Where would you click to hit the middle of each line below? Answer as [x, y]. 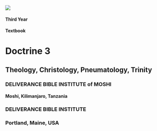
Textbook [15, 31]
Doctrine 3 [28, 51]
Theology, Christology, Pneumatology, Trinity [79, 70]
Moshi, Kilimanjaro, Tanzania [36, 96]
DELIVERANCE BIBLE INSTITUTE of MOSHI [58, 84]
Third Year [16, 19]
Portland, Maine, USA [32, 123]
